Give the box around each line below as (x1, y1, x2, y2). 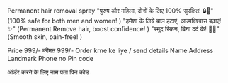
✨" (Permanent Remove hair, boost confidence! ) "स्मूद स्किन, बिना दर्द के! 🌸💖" (7, 25, 220, 33)
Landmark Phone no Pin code (7, 55, 94, 62)
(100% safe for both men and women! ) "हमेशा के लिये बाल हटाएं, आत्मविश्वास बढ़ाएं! (7, 17, 222, 25)
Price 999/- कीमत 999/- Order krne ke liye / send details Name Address (7, 46, 214, 55)
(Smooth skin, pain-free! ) (7, 33, 83, 41)
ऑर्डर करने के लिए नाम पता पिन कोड (7, 68, 90, 77)
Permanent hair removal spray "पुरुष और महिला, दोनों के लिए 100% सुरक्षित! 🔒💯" (7, 6, 214, 15)
